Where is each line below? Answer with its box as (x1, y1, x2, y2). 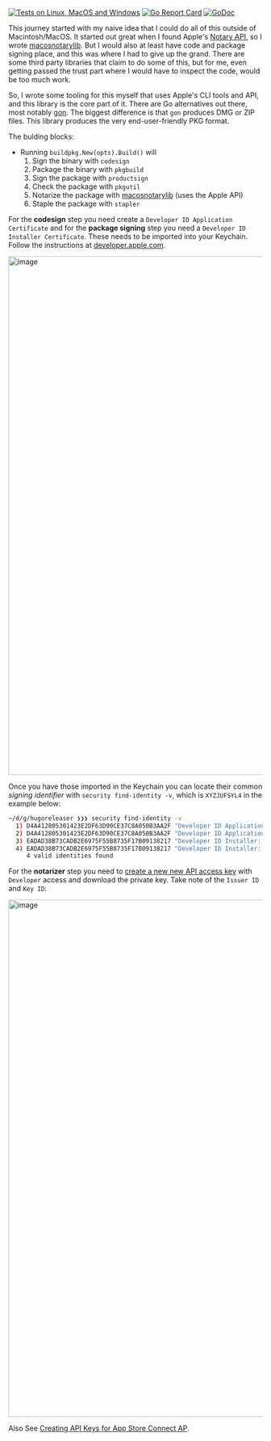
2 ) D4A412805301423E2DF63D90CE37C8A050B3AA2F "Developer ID (15, 829, 222, 837)
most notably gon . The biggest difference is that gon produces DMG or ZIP (8, 107, 256, 117)
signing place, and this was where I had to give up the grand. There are (8, 49, 245, 58)
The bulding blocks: (8, 132, 74, 141)
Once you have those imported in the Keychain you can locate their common (8, 781, 263, 791)
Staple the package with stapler (31, 199, 140, 208)
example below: (8, 799, 61, 808)
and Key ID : (8, 884, 47, 894)
